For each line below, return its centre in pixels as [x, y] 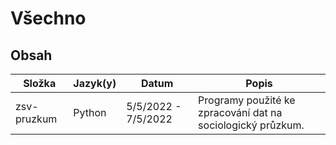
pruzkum [36, 119]
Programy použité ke [247, 100]
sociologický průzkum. [251, 125]
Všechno [48, 18]
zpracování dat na [240, 112]
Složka [40, 83]
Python [90, 112]
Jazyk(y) [95, 83]
